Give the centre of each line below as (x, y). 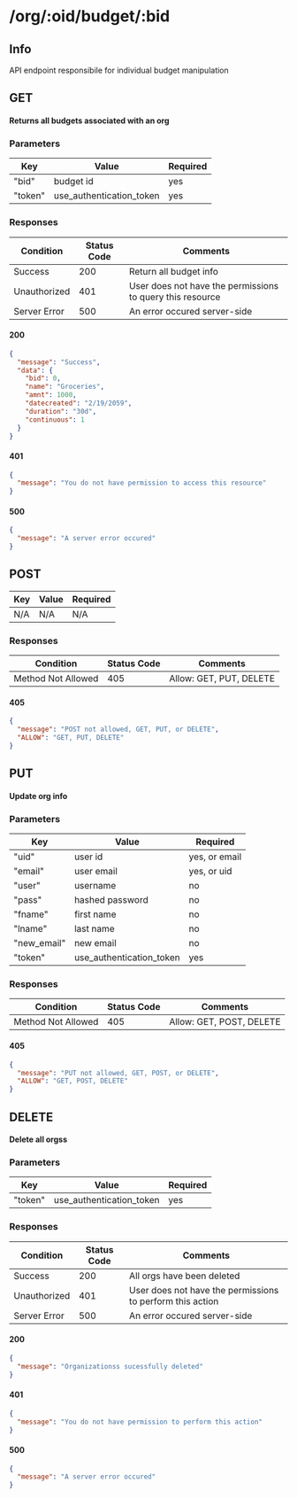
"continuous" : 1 (55, 419)
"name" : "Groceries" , (65, 387)
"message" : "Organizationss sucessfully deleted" (110, 1366)
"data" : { (35, 370)
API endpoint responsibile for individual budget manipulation (119, 70)
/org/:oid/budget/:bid (90, 16)
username (95, 886)
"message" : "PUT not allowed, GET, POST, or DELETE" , (118, 1073)
